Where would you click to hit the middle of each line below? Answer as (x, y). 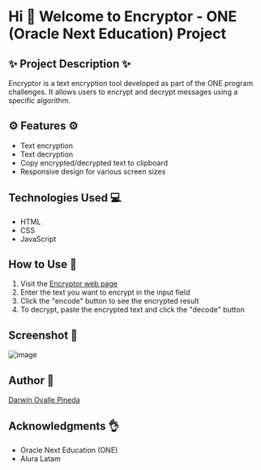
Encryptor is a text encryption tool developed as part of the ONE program (131, 83)
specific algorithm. (40, 100)
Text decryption (47, 154)
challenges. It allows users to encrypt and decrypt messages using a (123, 92)
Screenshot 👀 (43, 335)
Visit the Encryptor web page (68, 284)
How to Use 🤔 (43, 264)
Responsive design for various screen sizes (93, 171)
